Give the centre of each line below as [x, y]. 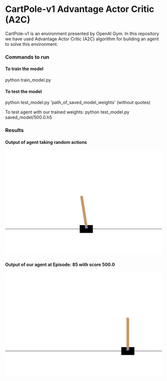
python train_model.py [28, 80]
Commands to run [27, 57]
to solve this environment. [32, 44]
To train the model [24, 69]
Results [14, 130]
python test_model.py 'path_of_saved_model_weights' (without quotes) [78, 103]
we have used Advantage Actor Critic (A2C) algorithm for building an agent [82, 39]
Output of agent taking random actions [46, 142]
